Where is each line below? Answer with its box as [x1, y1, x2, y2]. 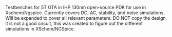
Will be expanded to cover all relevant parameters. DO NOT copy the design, [5, 15, 167, 21]
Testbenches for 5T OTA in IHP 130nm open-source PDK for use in [5, 5, 146, 10]
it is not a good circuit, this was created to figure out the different [5, 20, 143, 26]
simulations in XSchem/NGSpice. [5, 26, 75, 32]
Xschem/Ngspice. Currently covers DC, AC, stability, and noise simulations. [5, 10, 165, 16]
